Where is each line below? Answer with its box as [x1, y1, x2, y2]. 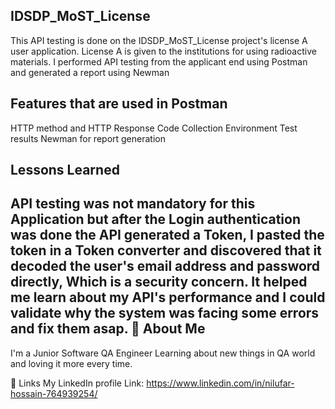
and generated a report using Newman [10, 66, 170, 78]
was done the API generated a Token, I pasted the [10, 227, 325, 244]
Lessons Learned [10, 162, 120, 179]
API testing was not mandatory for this [10, 195, 256, 213]
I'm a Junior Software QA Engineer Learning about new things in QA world [10, 347, 316, 359]
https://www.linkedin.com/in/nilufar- [146, 377, 295, 389]
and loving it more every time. [10, 357, 133, 369]
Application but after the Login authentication [10, 211, 301, 228]
